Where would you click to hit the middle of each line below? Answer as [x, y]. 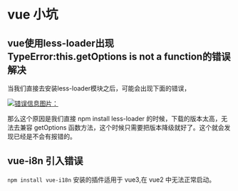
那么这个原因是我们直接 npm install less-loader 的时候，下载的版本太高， [114, 119]
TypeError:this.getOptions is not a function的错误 [119, 57]
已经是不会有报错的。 [45, 136]
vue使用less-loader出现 [61, 43]
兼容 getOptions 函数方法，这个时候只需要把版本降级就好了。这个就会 [122, 128]
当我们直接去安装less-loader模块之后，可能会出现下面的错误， [99, 88]
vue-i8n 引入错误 [45, 161]
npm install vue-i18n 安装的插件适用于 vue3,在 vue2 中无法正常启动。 [112, 180]
